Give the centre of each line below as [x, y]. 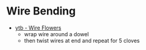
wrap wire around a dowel [56, 34]
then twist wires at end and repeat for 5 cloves [82, 40]
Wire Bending [41, 11]
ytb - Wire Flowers [38, 28]
